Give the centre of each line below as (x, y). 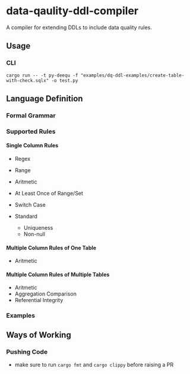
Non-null (34, 234)
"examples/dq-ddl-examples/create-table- (132, 75)
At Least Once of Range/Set (49, 194)
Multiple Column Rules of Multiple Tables (58, 274)
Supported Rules (31, 131)
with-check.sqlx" (28, 80)
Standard (26, 216)
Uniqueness (38, 228)
